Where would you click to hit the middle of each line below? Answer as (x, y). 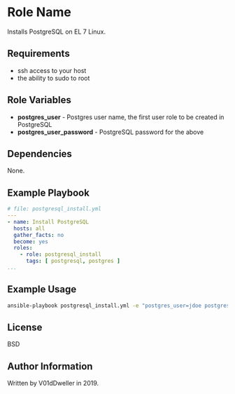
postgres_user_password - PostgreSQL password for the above (111, 132)
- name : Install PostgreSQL (48, 222)
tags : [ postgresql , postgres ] (73, 261)
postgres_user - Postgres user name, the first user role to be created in (121, 117)
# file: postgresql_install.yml (54, 209)
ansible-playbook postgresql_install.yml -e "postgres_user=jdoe (104, 306)
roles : (23, 248)
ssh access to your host (52, 70)
